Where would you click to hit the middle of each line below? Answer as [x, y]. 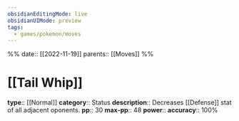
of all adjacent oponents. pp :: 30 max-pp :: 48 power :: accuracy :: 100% [113, 110]
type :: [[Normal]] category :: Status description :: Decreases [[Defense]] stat [119, 102]
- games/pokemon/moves [47, 34]
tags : [15, 27]
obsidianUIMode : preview [44, 21]
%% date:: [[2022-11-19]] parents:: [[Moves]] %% [81, 54]
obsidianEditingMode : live [47, 14]
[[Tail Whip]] [45, 83]
